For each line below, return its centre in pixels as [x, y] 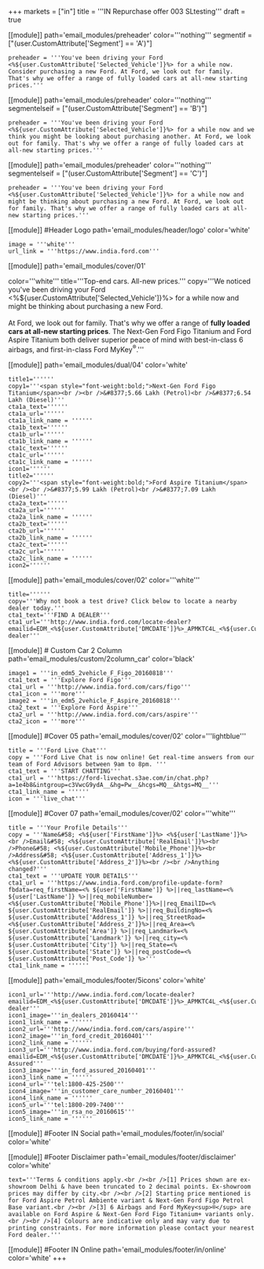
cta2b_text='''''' [38, 524]
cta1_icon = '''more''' [47, 694]
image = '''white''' [42, 244]
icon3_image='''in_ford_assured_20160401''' [82, 1070]
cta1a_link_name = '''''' [50, 421]
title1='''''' [31, 379]
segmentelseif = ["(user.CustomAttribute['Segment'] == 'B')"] [108, 108]
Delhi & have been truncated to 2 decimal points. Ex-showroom [145, 1186]
